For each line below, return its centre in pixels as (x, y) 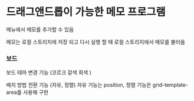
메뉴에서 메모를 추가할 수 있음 (40, 29)
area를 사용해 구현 (27, 92)
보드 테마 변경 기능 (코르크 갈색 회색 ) (49, 73)
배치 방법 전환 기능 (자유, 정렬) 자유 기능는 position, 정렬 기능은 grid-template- (97, 85)
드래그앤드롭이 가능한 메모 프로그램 (86, 12)
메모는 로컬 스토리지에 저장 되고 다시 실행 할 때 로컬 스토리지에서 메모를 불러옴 (96, 42)
